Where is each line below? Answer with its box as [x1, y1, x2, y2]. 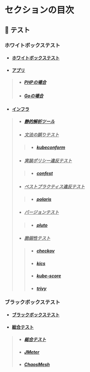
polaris [36, 196, 51, 202]
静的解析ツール [24, 118, 55, 124]
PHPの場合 [24, 80, 46, 85]
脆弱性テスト [24, 235, 50, 241]
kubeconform [36, 144, 65, 151]
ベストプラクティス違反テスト [24, 183, 85, 189]
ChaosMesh [24, 362, 50, 368]
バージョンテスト [24, 209, 59, 215]
